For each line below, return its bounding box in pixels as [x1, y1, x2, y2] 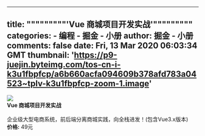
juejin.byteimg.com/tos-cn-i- [7, 59, 121, 70]
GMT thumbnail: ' [7, 50, 75, 61]
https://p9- [74, 50, 117, 61]
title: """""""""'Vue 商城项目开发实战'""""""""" [7, 19, 193, 30]
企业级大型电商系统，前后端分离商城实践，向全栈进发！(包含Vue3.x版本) [7, 115, 189, 123]
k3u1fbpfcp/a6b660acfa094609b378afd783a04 [7, 69, 197, 80]
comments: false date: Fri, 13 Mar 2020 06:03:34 [7, 41, 198, 51]
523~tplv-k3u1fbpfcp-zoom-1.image [7, 78, 150, 89]
